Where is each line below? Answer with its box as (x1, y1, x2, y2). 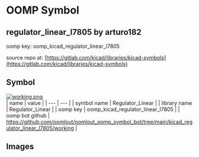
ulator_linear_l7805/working (6, 125, 74, 132)
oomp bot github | (6, 112, 50, 119)
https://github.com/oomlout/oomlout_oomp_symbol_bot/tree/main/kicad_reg (6, 118, 193, 125)
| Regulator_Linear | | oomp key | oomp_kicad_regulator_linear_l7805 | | (6, 106, 180, 113)
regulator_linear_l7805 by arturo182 (6, 27, 142, 37)
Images (6, 142, 34, 152)
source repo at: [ (6, 54, 47, 61)
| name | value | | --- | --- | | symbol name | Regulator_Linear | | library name (6, 99, 192, 106)
